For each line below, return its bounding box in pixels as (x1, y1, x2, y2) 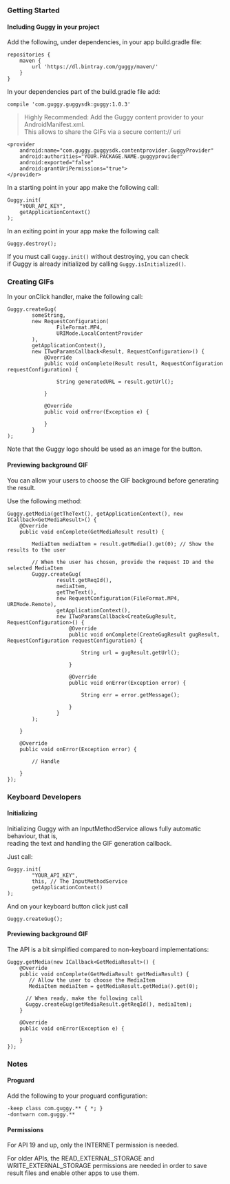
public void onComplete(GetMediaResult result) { (19, 528, 165, 535)
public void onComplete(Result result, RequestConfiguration (43, 360, 224, 367)
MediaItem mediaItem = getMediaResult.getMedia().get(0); (28, 982, 198, 989)
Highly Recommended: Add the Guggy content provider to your (23, 113, 205, 122)
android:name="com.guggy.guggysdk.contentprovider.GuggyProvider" (19, 147, 214, 154)
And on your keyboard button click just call (7, 902, 129, 910)
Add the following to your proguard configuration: (7, 1091, 148, 1100)
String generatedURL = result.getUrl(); (56, 378, 174, 385)
